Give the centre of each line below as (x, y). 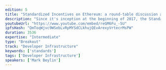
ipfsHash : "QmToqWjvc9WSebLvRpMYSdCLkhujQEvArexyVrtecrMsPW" (69, 28)
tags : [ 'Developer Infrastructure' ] (43, 55)
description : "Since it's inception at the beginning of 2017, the (76, 19)
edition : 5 (16, 10)
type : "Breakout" (23, 42)
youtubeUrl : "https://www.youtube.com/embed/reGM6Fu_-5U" (66, 23)
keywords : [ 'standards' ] (31, 51)
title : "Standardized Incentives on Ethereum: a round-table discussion (82, 14)
